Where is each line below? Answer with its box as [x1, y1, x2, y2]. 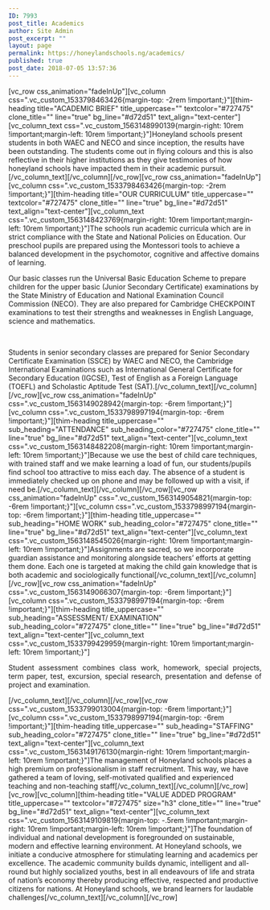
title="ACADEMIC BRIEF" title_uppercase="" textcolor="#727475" [37, 103, 254, 113]
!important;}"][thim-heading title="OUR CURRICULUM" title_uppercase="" [8, 189, 255, 198]
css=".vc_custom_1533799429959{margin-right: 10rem [8, 638, 190, 648]
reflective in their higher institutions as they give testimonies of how [8, 155, 233, 164]
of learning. [8, 257, 47, 267]
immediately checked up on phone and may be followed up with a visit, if [8, 476, 250, 485]
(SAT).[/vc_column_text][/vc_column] [133, 381, 257, 391]
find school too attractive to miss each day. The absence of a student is [8, 467, 245, 476]
